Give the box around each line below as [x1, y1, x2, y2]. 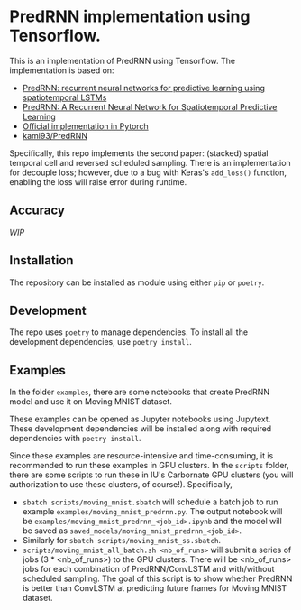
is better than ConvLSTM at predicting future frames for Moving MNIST [22, 583, 287, 594]
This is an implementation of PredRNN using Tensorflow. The [9, 55, 236, 66]
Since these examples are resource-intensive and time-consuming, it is [9, 450, 274, 461]
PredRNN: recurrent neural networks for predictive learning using [22, 82, 266, 93]
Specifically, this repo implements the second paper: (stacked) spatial [9, 147, 269, 159]
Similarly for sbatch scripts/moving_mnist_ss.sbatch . [22, 535, 222, 546]
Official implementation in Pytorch [22, 120, 149, 132]
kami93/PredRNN [22, 130, 88, 141]
